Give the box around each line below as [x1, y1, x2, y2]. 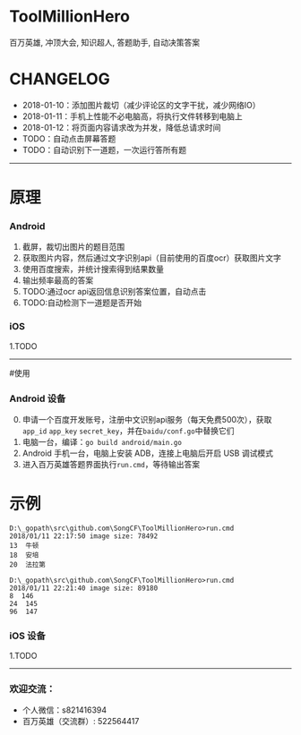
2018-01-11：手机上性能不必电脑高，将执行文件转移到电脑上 [21, 110, 244, 122]
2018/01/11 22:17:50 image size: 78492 [9, 531, 159, 541]
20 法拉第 [9, 560, 47, 569]
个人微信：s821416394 [21, 705, 107, 715]
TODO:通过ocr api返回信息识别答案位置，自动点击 [21, 286, 207, 297]
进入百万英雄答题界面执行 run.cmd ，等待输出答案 [21, 458, 200, 469]
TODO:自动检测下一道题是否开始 [21, 297, 142, 308]
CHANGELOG [9, 69, 110, 90]
